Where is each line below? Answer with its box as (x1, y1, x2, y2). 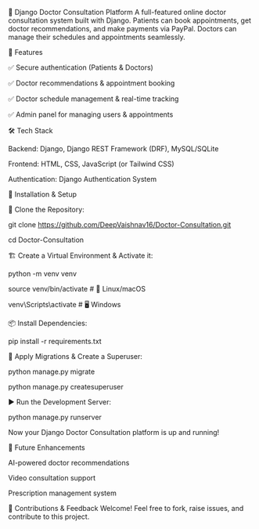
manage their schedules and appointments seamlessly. (8, 32, 185, 42)
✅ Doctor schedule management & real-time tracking (8, 94, 179, 103)
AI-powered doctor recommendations (8, 458, 130, 467)
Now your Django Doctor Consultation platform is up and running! (8, 428, 220, 437)
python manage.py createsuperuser (8, 382, 124, 391)
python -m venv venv (8, 269, 77, 278)
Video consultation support (8, 473, 96, 482)
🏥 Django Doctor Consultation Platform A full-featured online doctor (8, 8, 227, 16)
